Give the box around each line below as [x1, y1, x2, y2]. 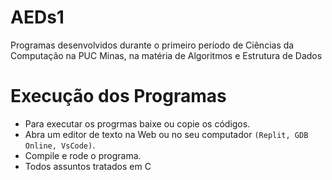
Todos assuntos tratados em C [24, 160, 152, 172]
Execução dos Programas [10, 85, 227, 108]
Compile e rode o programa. [24, 149, 142, 161]
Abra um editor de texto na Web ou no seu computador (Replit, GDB [24, 128, 309, 140]
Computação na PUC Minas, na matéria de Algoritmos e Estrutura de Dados [10, 49, 323, 61]
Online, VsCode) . [24, 139, 96, 151]
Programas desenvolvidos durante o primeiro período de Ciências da [10, 39, 295, 51]
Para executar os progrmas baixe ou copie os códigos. [24, 117, 251, 130]
